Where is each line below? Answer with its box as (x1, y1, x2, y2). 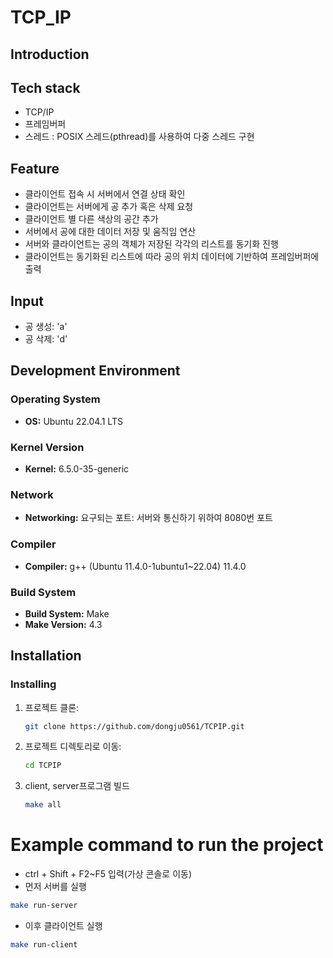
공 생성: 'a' (24, 321, 68, 333)
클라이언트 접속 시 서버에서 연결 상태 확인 (24, 188, 186, 200)
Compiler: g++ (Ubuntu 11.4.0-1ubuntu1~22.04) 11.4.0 (24, 560, 247, 572)
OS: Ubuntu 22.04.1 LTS (24, 415, 123, 427)
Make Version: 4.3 (24, 618, 103, 630)
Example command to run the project (10, 834, 324, 856)
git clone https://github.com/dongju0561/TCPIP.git (24, 721, 245, 731)
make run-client (10, 940, 78, 950)
